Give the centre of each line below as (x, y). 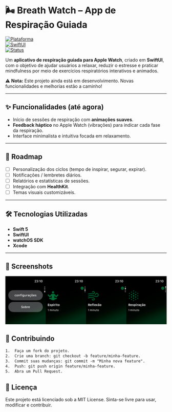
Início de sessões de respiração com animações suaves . (73, 120)
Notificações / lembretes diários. (47, 175)
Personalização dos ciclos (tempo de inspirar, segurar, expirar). (80, 169)
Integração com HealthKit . (41, 186)
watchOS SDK (28, 240)
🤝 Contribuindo (30, 339)
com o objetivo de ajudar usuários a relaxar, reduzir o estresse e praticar (82, 65)
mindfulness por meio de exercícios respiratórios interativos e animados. (82, 71)
